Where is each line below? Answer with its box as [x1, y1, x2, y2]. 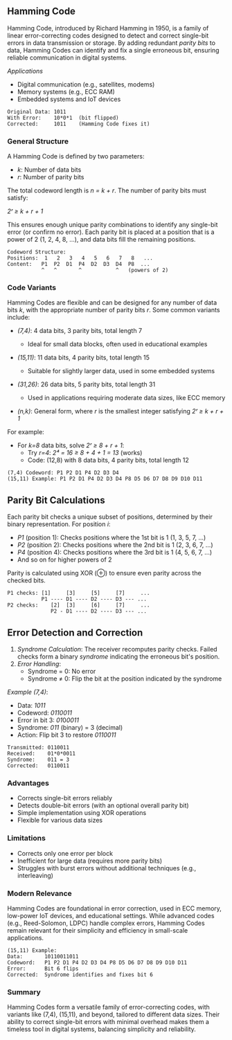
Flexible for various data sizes [17, 816, 102, 825]
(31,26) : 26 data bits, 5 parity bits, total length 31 [17, 380, 156, 388]
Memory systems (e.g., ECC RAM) [17, 87, 116, 96]
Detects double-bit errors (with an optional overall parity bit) [17, 801, 189, 809]
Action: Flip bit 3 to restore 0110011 [17, 730, 116, 739]
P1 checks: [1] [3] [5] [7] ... [7, 590, 150, 597]
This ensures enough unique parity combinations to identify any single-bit [7, 221, 218, 229]
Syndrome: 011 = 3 [7, 756, 70, 764]
